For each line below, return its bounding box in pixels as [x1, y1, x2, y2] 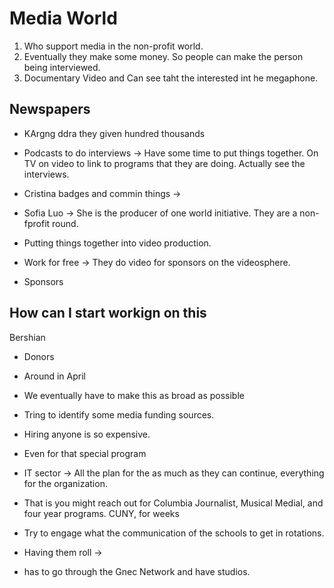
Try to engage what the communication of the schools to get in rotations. [23, 527, 325, 539]
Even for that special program [23, 447, 147, 459]
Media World [9, 7, 118, 30]
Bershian [9, 331, 46, 343]
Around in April [23, 370, 86, 382]
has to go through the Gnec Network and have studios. [23, 565, 251, 577]
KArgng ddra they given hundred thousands [23, 127, 206, 139]
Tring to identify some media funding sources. [23, 408, 215, 421]
